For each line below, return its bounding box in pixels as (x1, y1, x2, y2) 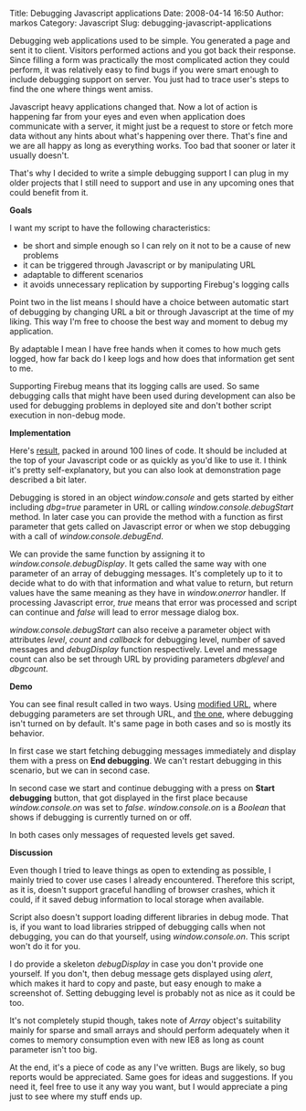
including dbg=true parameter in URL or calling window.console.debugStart (9, 502, 294, 513)
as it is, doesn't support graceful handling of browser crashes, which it (9, 884, 276, 894)
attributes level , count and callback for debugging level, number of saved (9, 634, 286, 645)
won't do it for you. (9, 941, 81, 951)
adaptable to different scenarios (22, 270, 143, 280)
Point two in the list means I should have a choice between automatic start (9, 297, 290, 307)
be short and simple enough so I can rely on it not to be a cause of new (22, 240, 291, 250)
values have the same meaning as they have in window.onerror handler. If (9, 587, 286, 598)
